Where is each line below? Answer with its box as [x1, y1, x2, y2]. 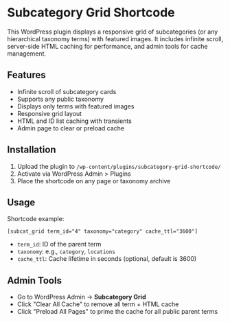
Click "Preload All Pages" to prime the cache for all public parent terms [16, 308, 218, 316]
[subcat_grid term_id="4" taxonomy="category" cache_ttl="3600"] [7, 228, 198, 235]
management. [7, 49, 47, 58]
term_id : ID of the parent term [16, 240, 102, 249]
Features [7, 69, 46, 81]
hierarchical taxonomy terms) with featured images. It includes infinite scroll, [7, 34, 224, 43]
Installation [7, 144, 56, 156]
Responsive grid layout [16, 109, 82, 117]
